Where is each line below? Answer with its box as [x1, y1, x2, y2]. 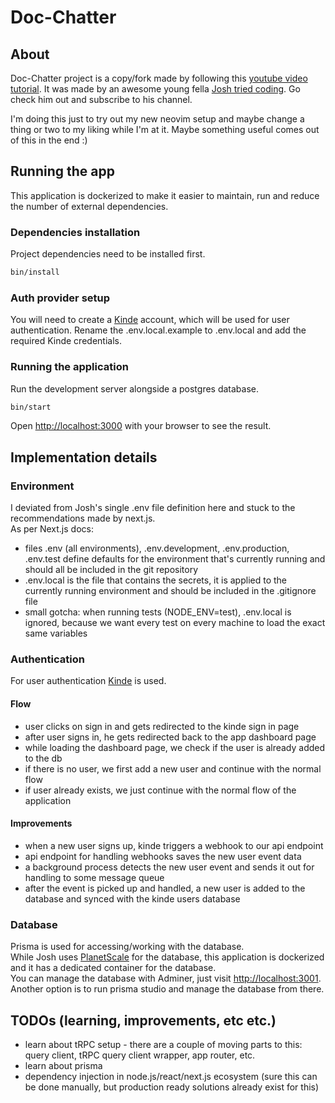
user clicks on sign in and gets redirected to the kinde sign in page [24, 720, 300, 732]
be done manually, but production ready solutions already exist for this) [24, 1081, 320, 1093]
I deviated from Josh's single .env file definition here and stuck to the [10, 502, 296, 514]
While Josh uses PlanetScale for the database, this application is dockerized [10, 951, 325, 963]
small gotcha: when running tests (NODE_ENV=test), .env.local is [24, 606, 292, 618]
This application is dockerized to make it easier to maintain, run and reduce [10, 189, 320, 201]
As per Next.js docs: [10, 523, 94, 535]
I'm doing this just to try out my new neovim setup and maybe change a [10, 113, 305, 125]
